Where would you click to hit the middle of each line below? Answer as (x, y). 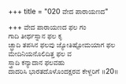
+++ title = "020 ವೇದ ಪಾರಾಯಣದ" (58, 11)
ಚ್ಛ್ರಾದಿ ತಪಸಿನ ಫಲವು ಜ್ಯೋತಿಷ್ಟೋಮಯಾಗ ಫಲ (62, 45)
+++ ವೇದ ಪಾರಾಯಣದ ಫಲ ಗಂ (47, 27)
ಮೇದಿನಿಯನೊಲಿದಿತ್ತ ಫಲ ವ (40, 53)
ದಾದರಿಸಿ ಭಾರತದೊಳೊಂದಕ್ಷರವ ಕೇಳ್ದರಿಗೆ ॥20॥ (63, 71)
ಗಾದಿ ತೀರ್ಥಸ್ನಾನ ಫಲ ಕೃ (35, 36)
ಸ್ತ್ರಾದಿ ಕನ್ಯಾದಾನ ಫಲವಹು (37, 62)
